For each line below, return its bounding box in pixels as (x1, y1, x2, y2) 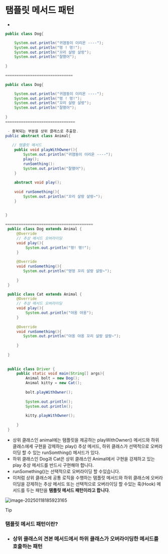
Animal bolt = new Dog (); (25, 376, 80, 381)
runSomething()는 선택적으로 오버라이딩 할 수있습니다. (12, 468, 121, 474)
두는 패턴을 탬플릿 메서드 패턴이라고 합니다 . (26, 487, 110, 493)
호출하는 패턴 (12, 542, 43, 549)
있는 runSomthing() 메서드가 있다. (32, 449, 100, 455)
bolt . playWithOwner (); (25, 390, 73, 395)
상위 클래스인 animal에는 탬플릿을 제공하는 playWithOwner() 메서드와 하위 (12, 437, 159, 443)
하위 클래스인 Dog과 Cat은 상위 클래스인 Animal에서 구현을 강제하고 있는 (12, 455, 155, 461)
